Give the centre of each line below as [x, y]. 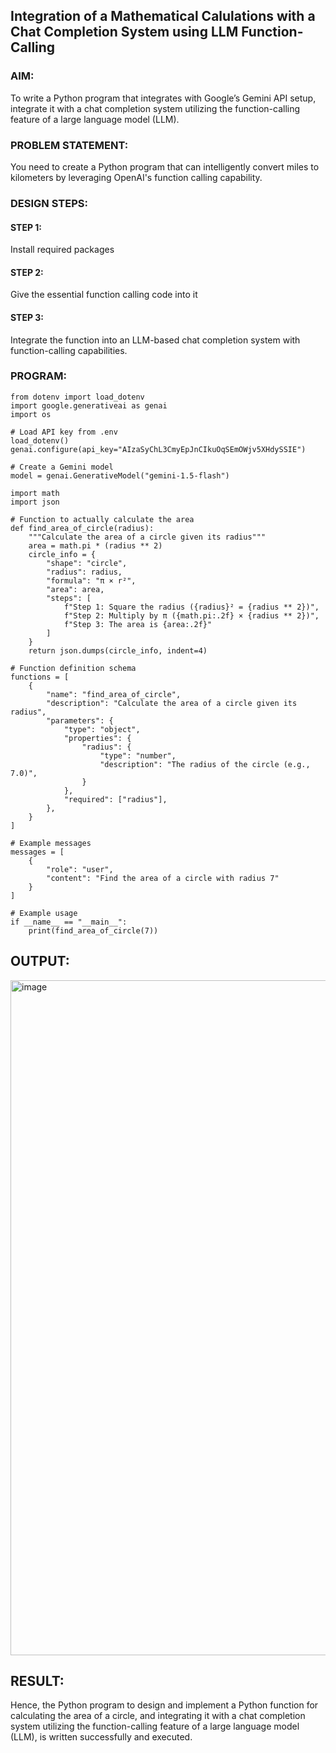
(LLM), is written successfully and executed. [101, 1737]
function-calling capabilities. [69, 350]
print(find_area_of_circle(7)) [93, 930]
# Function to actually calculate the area [102, 519]
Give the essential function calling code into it [104, 295]
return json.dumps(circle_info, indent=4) [118, 650]
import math [35, 493]
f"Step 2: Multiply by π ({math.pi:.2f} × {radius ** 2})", [191, 615]
